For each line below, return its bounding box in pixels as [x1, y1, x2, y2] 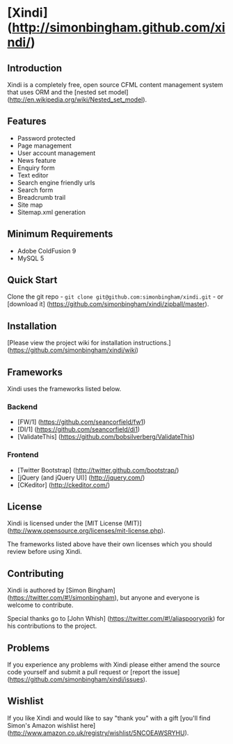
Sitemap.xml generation [17, 207, 86, 216]
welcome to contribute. [7, 601, 74, 610]
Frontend [7, 450, 39, 460]
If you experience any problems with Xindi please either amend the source [7, 660, 220, 669]
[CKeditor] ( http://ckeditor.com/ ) [17, 480, 111, 489]
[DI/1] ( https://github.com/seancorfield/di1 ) [17, 425, 140, 434]
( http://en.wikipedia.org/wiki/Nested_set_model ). [7, 95, 147, 104]
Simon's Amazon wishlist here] [7, 721, 96, 729]
